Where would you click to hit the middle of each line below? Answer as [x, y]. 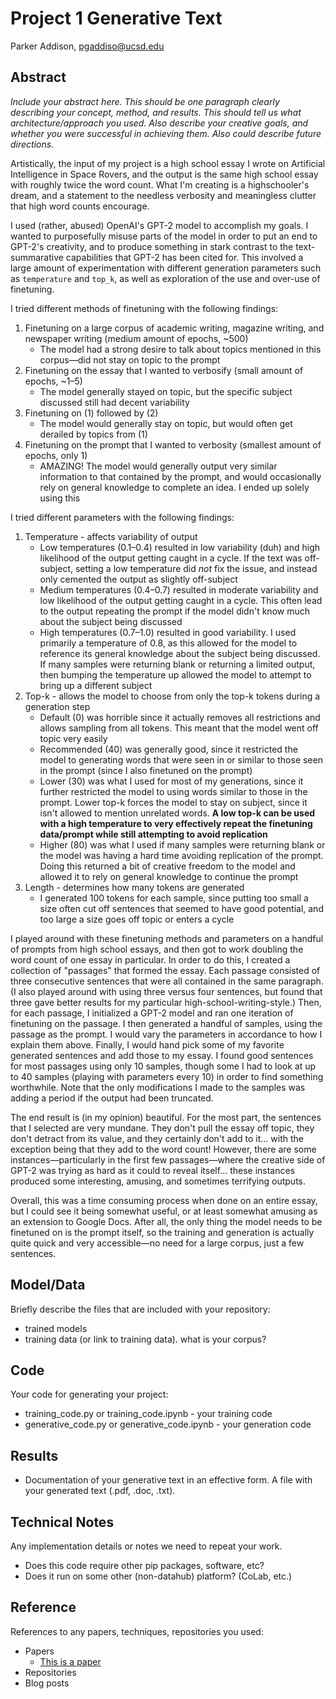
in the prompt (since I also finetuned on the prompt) [146, 770]
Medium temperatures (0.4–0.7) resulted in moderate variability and [179, 589]
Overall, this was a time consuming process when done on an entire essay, [164, 1200]
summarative [37, 257]
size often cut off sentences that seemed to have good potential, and [181, 908]
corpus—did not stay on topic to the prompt [130, 359]
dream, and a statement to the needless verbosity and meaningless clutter [163, 195]
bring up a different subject [96, 685]
